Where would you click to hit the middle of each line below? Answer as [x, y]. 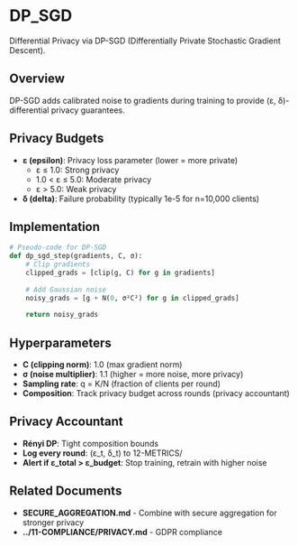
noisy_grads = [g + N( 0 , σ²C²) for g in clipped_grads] [133, 298]
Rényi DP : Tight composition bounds [90, 443]
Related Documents [66, 491]
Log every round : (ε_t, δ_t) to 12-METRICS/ [102, 453]
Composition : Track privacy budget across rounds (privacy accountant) [156, 393]
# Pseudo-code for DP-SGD [58, 248]
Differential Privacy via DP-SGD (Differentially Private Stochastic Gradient [145, 41]
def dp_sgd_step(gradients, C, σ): [76, 256]
